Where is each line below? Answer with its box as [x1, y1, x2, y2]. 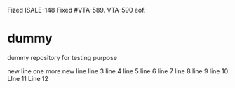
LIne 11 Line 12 [7, 74, 49, 82]
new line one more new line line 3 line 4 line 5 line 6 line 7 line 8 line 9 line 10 [7, 66, 229, 75]
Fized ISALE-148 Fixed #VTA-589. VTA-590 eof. [7, 6, 146, 14]
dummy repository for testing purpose [7, 53, 118, 61]
